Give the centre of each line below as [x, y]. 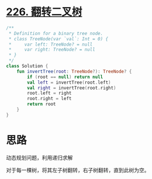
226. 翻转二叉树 [44, 12]
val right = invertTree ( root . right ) [72, 88]
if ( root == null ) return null [65, 77]
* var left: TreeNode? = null [51, 44]
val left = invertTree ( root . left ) [69, 82]
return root [42, 104]
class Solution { [27, 66]
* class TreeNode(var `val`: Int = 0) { [58, 39]
